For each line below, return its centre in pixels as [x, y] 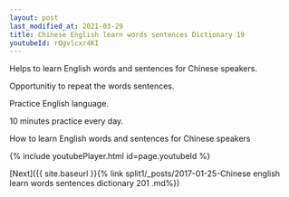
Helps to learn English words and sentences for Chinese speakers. [134, 69]
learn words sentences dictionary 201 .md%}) [95, 183]
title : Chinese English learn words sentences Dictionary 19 [127, 34]
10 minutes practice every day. [67, 121]
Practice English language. [59, 104]
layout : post [34, 18]
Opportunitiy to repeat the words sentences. [92, 86]
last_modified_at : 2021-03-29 [67, 26]
